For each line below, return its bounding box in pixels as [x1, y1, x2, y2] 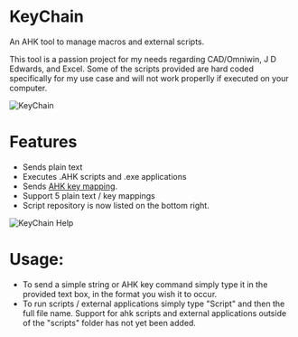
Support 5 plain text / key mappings [22, 190, 155, 201]
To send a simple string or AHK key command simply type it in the [22, 278, 268, 290]
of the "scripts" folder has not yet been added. [22, 317, 197, 328]
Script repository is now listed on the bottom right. [22, 200, 210, 211]
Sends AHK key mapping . [22, 181, 118, 192]
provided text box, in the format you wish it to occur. [22, 288, 218, 299]
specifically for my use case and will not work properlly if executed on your [9, 72, 289, 83]
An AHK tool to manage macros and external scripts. [9, 36, 205, 47]
